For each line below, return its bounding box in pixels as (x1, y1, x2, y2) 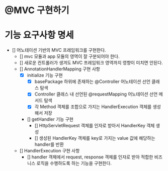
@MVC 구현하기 (5, 5, 69, 16)
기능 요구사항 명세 (5, 30, 74, 41)
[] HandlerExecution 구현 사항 (19, 148, 80, 154)
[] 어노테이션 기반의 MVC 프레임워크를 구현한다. (12, 47, 106, 53)
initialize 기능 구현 (27, 72, 63, 78)
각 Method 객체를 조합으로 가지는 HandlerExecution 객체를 (34, 104, 152, 110)
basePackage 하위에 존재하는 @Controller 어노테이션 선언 (34, 78, 151, 84)
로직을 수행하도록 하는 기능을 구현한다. (36, 160, 112, 166)
